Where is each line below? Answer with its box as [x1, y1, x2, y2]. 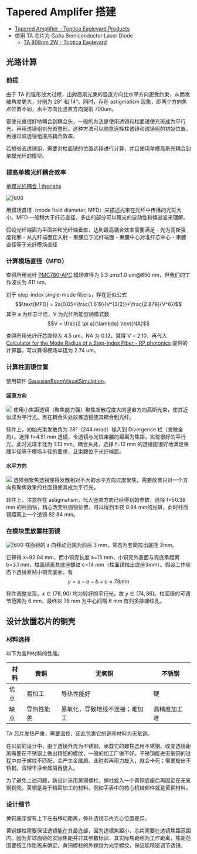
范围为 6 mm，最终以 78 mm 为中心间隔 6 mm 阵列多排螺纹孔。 [11, 597, 165, 604]
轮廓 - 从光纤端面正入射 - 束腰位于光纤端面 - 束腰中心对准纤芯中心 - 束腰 [11, 233, 186, 240]
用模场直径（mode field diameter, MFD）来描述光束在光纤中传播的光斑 [6, 206, 177, 213]
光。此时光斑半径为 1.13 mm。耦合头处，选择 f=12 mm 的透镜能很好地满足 [6, 440, 184, 447]
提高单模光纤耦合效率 [6, 168, 66, 176]
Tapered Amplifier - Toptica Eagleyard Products [14, 25, 130, 32]
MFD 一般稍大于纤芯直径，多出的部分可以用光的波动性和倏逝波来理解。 [16, 213, 189, 220]
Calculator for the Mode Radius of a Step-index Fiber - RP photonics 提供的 [6, 339, 188, 346]
